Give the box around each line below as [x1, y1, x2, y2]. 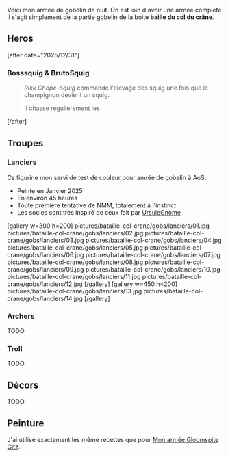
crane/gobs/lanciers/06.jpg [7, 250, 84, 259]
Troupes [7, 137, 44, 149]
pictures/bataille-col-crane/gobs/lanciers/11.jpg [7, 272, 141, 280]
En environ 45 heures [16, 194, 78, 202]
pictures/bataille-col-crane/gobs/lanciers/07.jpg [85, 250, 221, 259]
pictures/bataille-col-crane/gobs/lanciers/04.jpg [85, 236, 222, 244]
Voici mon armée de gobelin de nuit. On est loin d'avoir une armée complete [7, 6, 222, 14]
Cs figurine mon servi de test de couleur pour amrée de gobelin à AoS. [7, 173, 207, 181]
